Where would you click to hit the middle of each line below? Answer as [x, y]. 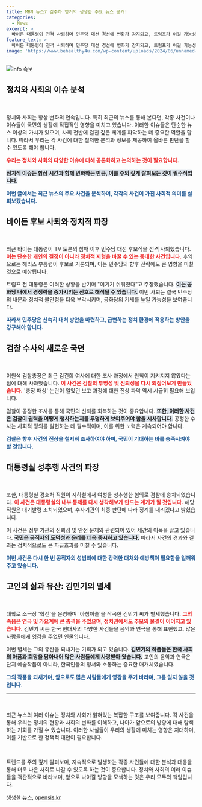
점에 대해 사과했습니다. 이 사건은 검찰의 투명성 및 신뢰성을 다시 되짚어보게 [91, 383]
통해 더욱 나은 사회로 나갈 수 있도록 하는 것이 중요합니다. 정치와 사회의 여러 [93, 769]
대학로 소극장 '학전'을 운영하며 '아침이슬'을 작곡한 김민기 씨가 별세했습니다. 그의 [99, 613]
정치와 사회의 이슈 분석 [46, 90]
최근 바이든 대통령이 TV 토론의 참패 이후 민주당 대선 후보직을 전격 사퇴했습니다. [99, 249]
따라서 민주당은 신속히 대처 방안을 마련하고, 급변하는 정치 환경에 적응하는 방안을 [98, 320]
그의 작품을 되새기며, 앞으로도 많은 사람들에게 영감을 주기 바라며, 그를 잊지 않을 [97, 677]
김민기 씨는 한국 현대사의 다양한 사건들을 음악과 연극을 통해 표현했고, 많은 [109, 628]
